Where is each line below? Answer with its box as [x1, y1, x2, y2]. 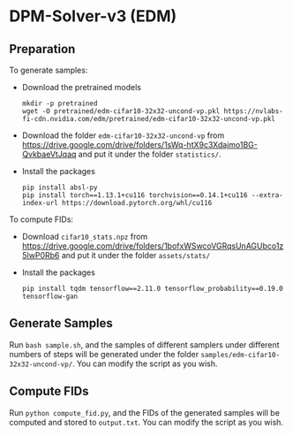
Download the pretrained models [21, 82, 142, 92]
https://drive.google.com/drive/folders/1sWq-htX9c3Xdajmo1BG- [21, 140, 258, 149]
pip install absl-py [21, 183, 98, 192]
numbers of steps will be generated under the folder [9, 348, 199, 359]
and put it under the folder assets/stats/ [61, 250, 210, 260]
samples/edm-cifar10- [200, 350, 281, 359]
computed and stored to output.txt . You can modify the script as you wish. [9, 417, 284, 427]
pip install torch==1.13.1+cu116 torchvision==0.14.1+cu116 [21, 191, 248, 200]
